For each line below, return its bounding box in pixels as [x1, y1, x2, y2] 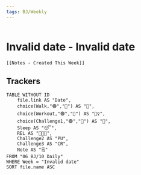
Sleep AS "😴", [17, 125, 57, 131]
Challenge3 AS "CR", [17, 141, 69, 147]
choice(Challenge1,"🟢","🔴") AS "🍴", [17, 118, 111, 124]
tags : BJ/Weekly [6, 8, 47, 15]
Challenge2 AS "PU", [17, 136, 69, 142]
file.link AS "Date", [17, 97, 71, 103]
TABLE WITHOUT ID [6, 92, 50, 98]
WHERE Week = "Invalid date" [6, 159, 80, 165]
